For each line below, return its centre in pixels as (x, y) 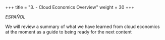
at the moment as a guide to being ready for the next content (69, 32)
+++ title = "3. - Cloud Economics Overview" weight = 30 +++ (70, 7)
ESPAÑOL (16, 17)
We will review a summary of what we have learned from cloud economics (82, 26)
